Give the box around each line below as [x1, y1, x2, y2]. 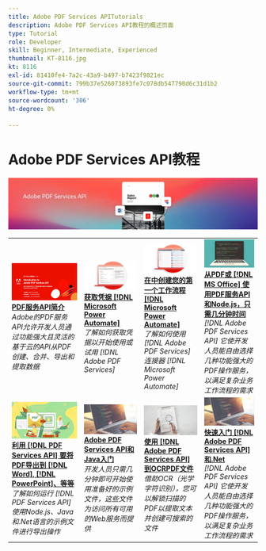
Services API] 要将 [11, 450, 74, 460]
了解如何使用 [143, 329, 186, 339]
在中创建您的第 [143, 276, 193, 285]
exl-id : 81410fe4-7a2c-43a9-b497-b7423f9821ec [8, 71, 165, 79]
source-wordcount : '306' [8, 96, 90, 105]
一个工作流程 [143, 285, 186, 295]
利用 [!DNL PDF [11, 440, 63, 450]
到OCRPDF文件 [143, 464, 194, 473]
